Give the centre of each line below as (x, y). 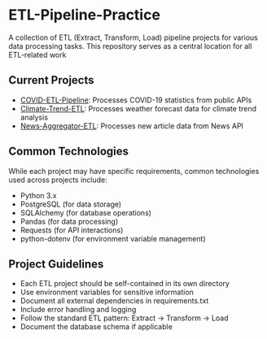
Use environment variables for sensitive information (107, 292)
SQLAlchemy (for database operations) (86, 212)
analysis (34, 117)
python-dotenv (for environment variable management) (113, 238)
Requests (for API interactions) (72, 230)
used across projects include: (58, 180)
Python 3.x (38, 195)
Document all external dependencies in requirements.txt (114, 301)
